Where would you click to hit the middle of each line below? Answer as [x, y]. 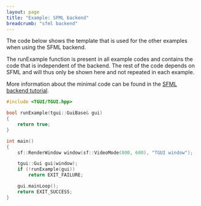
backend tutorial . [28, 91]
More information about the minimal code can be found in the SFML [92, 84]
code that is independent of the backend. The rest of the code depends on [100, 66]
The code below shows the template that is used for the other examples [97, 41]
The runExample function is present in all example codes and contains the [100, 59]
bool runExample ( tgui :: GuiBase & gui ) [55, 113]
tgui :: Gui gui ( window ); [48, 164]
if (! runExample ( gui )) [46, 169]
